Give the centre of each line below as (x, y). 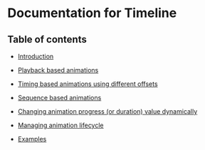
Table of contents (47, 39)
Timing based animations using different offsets (88, 84)
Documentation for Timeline (92, 13)
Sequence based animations (59, 98)
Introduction (36, 56)
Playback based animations (58, 70)
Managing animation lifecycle (61, 125)
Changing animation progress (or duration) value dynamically (107, 111)
